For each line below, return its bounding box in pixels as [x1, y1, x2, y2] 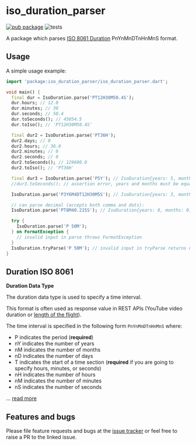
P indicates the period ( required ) [14, 334, 94, 341]
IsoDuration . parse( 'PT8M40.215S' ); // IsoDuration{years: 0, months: [11, 208, 184, 213]
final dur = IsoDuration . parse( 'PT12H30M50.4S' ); [11, 95, 134, 101]
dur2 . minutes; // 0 [11, 149, 59, 154]
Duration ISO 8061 [6, 267, 74, 277]
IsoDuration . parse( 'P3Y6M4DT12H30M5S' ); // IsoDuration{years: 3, [11, 191, 176, 197]
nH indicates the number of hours [14, 371, 96, 378]
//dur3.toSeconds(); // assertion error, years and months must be [11, 181, 179, 187]
